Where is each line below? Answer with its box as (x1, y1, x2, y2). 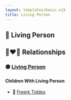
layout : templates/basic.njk (5, 7, 66, 13)
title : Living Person (5, 12, 50, 17)
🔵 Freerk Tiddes (12, 89, 46, 95)
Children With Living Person (5, 78, 65, 84)
